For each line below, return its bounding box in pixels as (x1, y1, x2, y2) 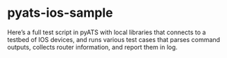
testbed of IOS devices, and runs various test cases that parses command (7, 35, 221, 43)
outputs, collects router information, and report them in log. (7, 43, 178, 51)
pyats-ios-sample (7, 5, 113, 21)
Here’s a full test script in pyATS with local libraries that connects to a (7, 28, 206, 36)
